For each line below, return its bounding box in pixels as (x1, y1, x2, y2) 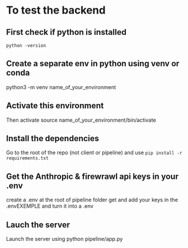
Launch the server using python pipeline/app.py (6, 236, 123, 243)
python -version (6, 43, 46, 48)
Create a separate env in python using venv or (6, 58, 180, 68)
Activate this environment (6, 101, 104, 111)
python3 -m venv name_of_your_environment (6, 83, 116, 90)
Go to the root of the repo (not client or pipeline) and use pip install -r (6, 149, 183, 156)
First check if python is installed (6, 27, 127, 37)
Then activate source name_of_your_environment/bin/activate (6, 116, 157, 123)
